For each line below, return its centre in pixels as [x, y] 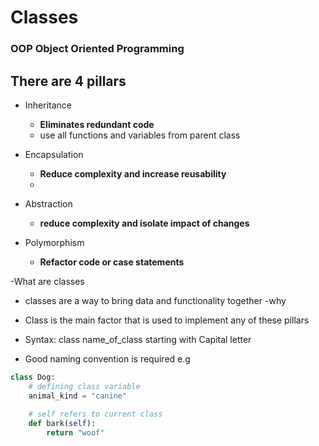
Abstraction [48, 203]
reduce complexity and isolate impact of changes [144, 223]
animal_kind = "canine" [78, 396]
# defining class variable [84, 386]
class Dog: [33, 377]
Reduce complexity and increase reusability [133, 173]
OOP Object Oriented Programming [97, 49]
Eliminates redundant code [97, 124]
